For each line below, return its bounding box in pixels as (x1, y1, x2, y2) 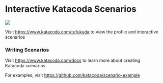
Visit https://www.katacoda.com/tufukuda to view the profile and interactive (5, 28, 159, 35)
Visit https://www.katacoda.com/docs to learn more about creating (5, 57, 140, 63)
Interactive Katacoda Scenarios (5, 3, 136, 15)
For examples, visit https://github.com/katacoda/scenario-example (5, 72, 140, 78)
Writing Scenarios (5, 46, 49, 53)
